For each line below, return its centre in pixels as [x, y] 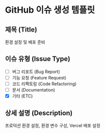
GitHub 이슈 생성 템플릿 [50, 10]
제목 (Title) [21, 29]
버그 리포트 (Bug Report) [36, 72]
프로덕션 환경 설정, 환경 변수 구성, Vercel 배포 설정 [53, 125]
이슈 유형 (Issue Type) [38, 59]
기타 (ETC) [22, 96]
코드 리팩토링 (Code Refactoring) [44, 84]
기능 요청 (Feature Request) [39, 77]
